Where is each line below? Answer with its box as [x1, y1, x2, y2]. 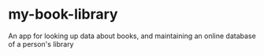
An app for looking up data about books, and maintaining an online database [8, 31, 256, 40]
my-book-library [8, 5, 118, 23]
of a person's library [8, 39, 74, 48]
